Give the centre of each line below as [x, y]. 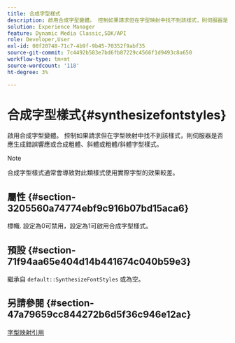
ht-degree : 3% [28, 72]
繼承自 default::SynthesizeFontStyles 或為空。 [76, 279]
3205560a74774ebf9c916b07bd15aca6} [98, 208]
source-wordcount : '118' [43, 66]
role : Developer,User [39, 40]
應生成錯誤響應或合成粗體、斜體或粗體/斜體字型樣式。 [85, 145]
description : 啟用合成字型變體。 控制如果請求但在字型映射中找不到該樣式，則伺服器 [115, 20]
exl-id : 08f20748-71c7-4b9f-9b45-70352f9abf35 [76, 46]
